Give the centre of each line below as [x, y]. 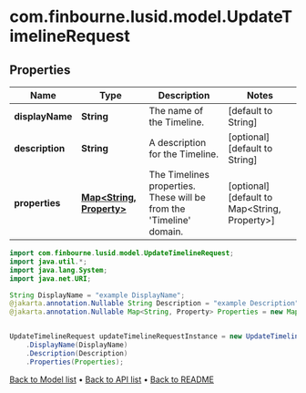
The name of [176, 111]
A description [178, 143]
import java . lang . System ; [58, 270]
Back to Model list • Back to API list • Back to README [112, 379]
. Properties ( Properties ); [75, 362]
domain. [166, 232]
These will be [178, 197]
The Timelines [179, 175]
